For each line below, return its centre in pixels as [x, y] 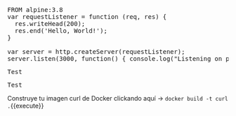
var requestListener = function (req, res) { [87, 17]
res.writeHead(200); [50, 24]
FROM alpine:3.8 [35, 10]
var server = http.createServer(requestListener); [96, 52]
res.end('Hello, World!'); [61, 31]
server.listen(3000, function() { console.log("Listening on [115, 59]
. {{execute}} [26, 106]
